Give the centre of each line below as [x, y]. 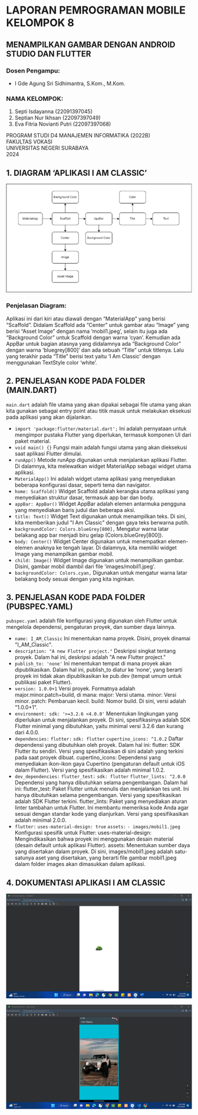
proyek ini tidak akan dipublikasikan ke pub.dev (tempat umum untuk [98, 676]
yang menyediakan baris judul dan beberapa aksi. [75, 510]
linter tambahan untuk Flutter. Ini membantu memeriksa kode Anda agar [102, 808]
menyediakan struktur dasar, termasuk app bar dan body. [84, 497]
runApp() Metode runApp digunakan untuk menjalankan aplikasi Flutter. [101, 460]
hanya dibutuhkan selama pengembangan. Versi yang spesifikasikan [98, 795]
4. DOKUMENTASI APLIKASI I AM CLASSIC [86, 883]
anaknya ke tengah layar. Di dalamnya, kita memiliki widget [105, 547]
